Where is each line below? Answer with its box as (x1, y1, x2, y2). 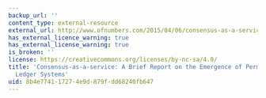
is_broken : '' (8, 48, 55, 56)
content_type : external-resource (8, 19, 119, 27)
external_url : (8, 26, 55, 34)
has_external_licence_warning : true (8, 33, 129, 42)
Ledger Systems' (15, 70, 69, 78)
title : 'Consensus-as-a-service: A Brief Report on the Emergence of (8, 63, 243, 71)
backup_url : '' (8, 11, 59, 20)
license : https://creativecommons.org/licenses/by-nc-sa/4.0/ (8, 56, 218, 64)
